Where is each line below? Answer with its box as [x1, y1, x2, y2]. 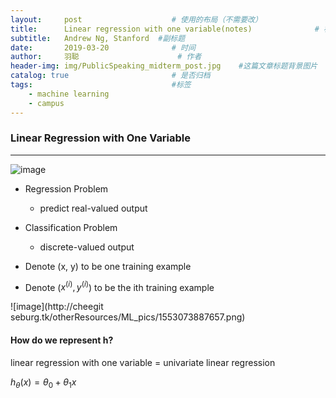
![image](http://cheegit [10, 301, 104, 313]
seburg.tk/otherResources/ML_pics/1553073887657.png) [10, 311, 246, 323]
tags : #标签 [10, 80, 192, 90]
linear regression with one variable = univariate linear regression [10, 356, 276, 368]
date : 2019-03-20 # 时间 [10, 42, 196, 53]
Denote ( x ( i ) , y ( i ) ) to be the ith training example [24, 279, 215, 293]
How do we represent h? [10, 334, 114, 346]
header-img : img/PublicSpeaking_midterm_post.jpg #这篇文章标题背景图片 [10, 61, 318, 71]
